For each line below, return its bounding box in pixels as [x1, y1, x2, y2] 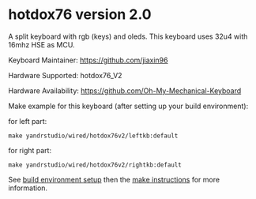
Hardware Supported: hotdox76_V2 [8, 70, 122, 80]
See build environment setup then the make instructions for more [8, 175, 220, 184]
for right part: [8, 145, 52, 155]
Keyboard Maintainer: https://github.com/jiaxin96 [8, 55, 168, 65]
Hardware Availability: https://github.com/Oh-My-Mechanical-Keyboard [8, 85, 242, 96]
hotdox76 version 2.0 [8, 6, 152, 24]
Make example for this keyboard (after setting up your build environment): [8, 101, 249, 111]
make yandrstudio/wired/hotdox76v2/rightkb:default [8, 160, 182, 169]
